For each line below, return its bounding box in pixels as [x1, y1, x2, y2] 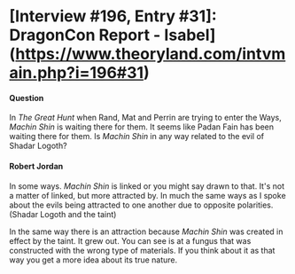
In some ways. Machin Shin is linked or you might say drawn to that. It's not [9, 180, 285, 192]
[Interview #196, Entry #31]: [9, 6, 217, 27]
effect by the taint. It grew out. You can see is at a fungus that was [9, 235, 252, 246]
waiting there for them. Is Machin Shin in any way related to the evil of [9, 131, 264, 142]
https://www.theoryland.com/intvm [15, 44, 286, 64]
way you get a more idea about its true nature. [9, 254, 178, 265]
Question [9, 92, 44, 103]
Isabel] [163, 25, 216, 45]
